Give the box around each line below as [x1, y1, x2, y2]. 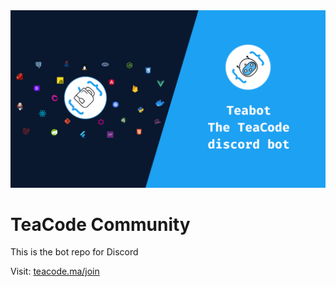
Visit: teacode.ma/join [10, 265, 100, 278]
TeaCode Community [10, 213, 191, 236]
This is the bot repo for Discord [10, 246, 139, 258]
